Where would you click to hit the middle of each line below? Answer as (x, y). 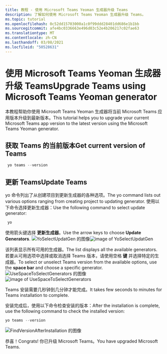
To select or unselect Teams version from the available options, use (87, 262)
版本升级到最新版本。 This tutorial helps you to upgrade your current (79, 118)
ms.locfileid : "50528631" (32, 47)
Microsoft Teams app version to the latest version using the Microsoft (77, 123)
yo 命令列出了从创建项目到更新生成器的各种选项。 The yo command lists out (83, 195)
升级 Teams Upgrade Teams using (76, 86)
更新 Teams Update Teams (46, 182)
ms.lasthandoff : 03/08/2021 (34, 43)
